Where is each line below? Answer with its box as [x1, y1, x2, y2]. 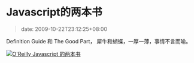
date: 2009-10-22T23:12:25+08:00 [20, 25, 108, 33]
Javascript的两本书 [6, 5, 103, 19]
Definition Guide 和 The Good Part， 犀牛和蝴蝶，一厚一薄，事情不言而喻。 [6, 37, 192, 45]
